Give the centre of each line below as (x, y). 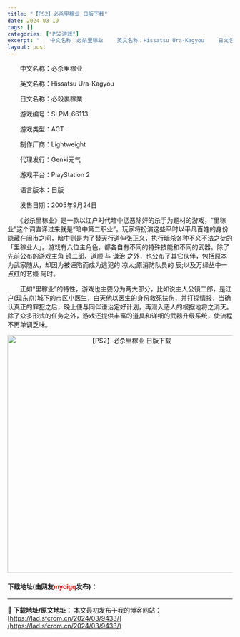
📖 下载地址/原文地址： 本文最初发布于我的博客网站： (85, 611)
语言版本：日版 (42, 190)
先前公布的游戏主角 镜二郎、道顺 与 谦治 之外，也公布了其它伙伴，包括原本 (117, 256)
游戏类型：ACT (42, 129)
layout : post (27, 47)
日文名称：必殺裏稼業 (51, 99)
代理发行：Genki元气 (50, 159)
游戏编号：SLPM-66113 (54, 114)
